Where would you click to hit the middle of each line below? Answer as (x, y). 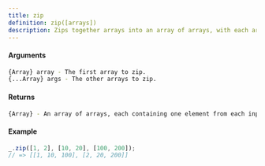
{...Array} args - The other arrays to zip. (82, 79)
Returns (22, 97)
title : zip (26, 15)
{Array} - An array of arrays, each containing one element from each (127, 114)
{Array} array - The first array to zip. (77, 72)
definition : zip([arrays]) (52, 23)
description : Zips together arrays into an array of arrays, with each (128, 30)
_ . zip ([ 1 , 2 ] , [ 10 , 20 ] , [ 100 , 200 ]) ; (72, 148)
